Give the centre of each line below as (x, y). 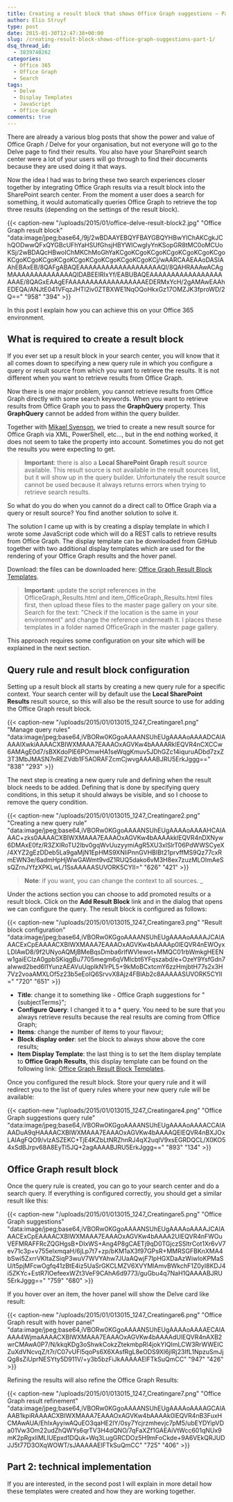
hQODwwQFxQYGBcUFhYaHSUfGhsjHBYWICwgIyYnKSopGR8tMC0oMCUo (115, 245)
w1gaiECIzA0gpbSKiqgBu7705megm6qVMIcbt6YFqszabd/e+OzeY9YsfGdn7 (116, 959)
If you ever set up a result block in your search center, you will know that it (113, 356)
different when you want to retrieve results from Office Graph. (95, 378)
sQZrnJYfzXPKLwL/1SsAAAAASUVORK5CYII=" (75, 867)
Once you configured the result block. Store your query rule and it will (107, 1082)
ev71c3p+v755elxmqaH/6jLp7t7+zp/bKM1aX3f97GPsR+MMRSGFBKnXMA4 (115, 1251)
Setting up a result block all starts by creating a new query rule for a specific (116, 687)
